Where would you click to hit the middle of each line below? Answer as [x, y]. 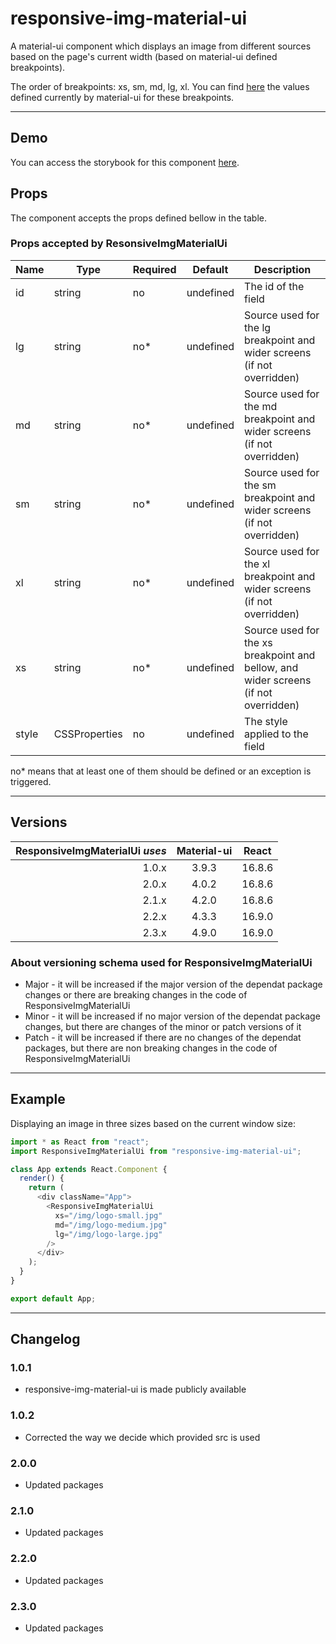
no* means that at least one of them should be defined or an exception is [161, 771]
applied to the [276, 734]
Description [282, 269]
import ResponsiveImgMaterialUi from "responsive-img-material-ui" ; [156, 1151]
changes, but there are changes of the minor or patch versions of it [163, 1026]
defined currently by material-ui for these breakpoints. [122, 97]
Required [154, 269]
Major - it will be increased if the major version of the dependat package [173, 984]
